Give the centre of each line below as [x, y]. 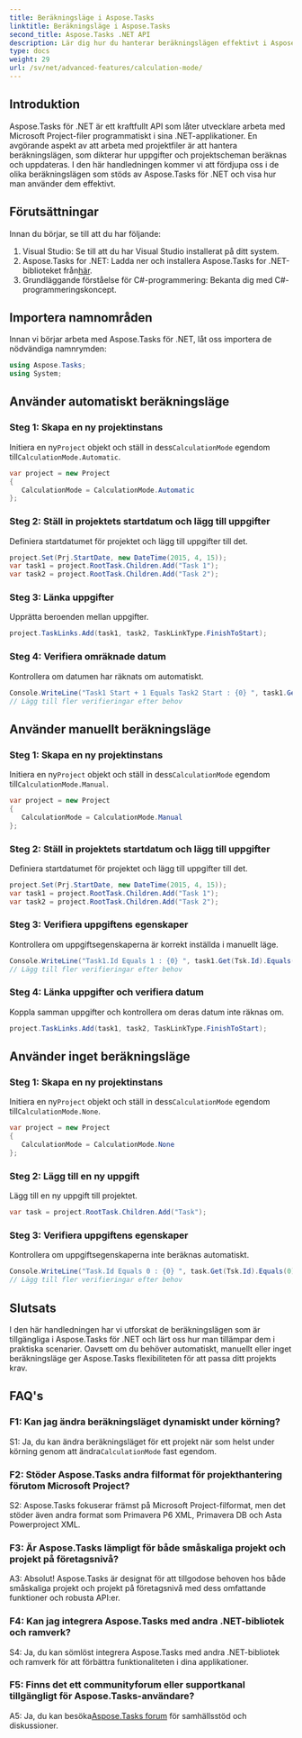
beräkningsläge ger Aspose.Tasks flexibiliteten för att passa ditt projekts [143, 1358]
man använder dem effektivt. [63, 183]
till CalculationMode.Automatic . [65, 457]
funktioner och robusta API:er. [65, 1598]
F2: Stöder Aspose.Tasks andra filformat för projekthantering [146, 1474]
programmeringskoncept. [69, 289]
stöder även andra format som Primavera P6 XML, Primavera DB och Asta [146, 1515]
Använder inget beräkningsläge [100, 1056]
